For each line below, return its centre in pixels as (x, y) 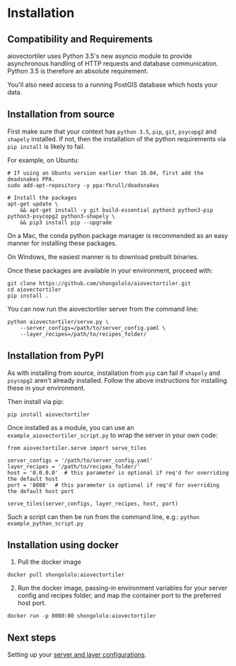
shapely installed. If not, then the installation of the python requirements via (117, 138)
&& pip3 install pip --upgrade (66, 222)
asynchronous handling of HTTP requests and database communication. (113, 64)
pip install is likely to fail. (46, 146)
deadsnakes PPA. (31, 179)
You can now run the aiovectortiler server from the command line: (103, 309)
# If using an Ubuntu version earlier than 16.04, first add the (105, 173)
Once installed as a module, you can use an (71, 427)
